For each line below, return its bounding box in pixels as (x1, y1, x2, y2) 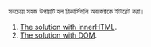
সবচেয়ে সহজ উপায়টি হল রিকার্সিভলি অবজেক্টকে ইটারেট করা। (8, 7, 145, 16)
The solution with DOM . (19, 31, 98, 40)
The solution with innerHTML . (19, 23, 118, 31)
